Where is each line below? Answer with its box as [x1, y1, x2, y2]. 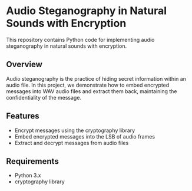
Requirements [6, 156, 59, 166]
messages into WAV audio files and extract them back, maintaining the [6, 87, 178, 95]
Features [6, 111, 39, 121]
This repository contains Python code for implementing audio [6, 36, 155, 43]
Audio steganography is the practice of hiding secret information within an [6, 75, 187, 82]
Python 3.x [14, 172, 41, 179]
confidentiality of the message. [6, 94, 81, 101]
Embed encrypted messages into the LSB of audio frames [14, 133, 155, 140]
